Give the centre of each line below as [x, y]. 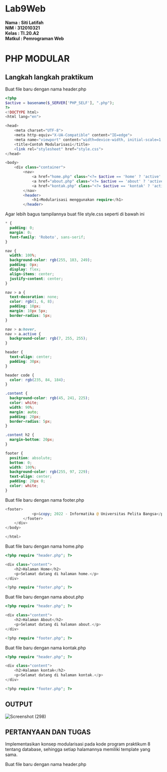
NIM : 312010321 [23, 27]
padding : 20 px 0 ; [28, 481]
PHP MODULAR [38, 59]
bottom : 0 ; [21, 463]
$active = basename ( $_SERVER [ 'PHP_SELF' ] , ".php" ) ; [60, 103]
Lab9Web [25, 9]
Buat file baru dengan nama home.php [44, 546]
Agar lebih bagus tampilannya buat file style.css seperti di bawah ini [75, 214]
